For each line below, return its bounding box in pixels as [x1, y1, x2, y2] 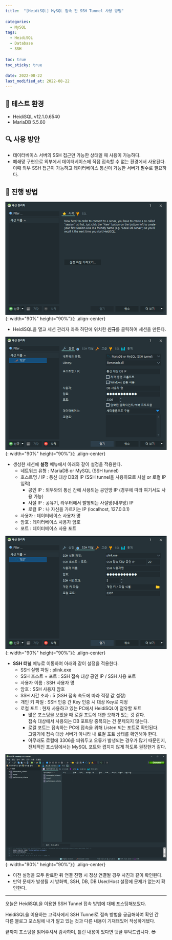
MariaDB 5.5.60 [12, 119, 46, 125]
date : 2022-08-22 [5, 73, 42, 79]
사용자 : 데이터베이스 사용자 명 [20, 513, 81, 519]
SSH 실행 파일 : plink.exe [20, 667, 72, 673]
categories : [5, 19, 31, 24]
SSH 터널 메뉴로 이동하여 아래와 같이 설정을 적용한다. [12, 660, 119, 667]
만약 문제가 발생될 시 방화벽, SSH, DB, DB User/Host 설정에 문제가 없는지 [12, 878, 160, 885]
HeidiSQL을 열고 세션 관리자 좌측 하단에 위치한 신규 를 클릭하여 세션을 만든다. [12, 326, 166, 332]
